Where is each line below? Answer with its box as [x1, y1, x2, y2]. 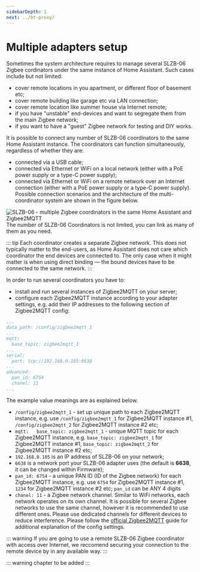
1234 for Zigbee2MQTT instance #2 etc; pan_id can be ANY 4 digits [14, 484, 181, 492]
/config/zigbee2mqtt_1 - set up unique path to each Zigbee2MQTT [14, 408, 180, 415]
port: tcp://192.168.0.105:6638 [11, 358, 93, 364]
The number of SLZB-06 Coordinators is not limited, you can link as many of [6, 221, 195, 229]
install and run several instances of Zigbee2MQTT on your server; [14, 288, 178, 295]
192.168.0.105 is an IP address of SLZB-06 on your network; [14, 453, 165, 460]
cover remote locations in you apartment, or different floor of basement [14, 85, 192, 92]
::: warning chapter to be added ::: [6, 559, 90, 566]
